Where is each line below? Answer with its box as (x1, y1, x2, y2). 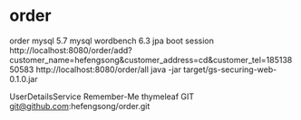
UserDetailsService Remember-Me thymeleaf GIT (9, 91, 195, 102)
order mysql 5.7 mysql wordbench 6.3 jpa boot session (9, 35, 215, 46)
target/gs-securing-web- (182, 64, 277, 75)
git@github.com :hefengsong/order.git (9, 100, 150, 111)
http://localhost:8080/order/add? (9, 44, 133, 55)
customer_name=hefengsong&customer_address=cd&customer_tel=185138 (9, 54, 293, 65)
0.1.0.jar (9, 73, 38, 84)
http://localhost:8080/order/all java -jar (35, 64, 181, 75)
